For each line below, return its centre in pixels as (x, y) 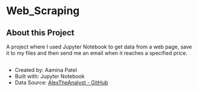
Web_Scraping (43, 11)
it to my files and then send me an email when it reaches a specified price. (97, 53)
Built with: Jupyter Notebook (49, 76)
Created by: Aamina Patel (46, 70)
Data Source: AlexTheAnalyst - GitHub (61, 83)
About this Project (40, 33)
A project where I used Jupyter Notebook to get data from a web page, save (99, 47)
